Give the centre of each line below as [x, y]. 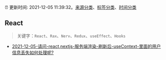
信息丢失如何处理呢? [33, 52]
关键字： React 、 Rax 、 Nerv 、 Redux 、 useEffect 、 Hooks [71, 36]
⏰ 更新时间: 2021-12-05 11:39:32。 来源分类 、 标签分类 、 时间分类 [71, 7]
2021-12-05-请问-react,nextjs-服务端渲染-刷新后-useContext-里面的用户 [86, 46]
